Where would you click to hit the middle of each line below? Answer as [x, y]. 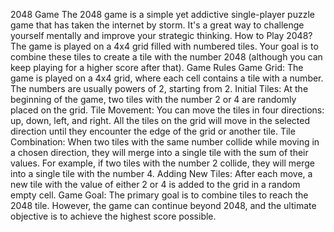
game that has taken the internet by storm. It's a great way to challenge [157, 25]
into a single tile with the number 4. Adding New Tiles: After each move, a [161, 173]
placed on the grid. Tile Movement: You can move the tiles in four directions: [167, 110]
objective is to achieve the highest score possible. [113, 216]
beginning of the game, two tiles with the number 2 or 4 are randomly [153, 99]
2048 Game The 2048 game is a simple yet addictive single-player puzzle [162, 14]
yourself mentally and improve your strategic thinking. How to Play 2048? [161, 35]
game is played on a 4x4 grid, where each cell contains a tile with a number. [167, 78]
